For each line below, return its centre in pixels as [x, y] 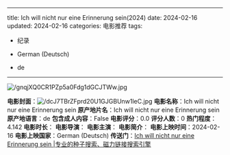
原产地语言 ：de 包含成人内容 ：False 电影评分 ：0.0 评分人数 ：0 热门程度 [109, 118]
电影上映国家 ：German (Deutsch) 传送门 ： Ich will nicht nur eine [105, 135]
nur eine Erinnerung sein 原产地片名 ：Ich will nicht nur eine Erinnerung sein [114, 110]
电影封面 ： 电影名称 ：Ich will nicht [113, 101]
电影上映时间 [168, 127]
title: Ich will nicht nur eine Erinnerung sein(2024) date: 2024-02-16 [102, 17]
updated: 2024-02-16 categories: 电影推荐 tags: [75, 26]
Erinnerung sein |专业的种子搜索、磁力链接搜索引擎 [79, 144]
